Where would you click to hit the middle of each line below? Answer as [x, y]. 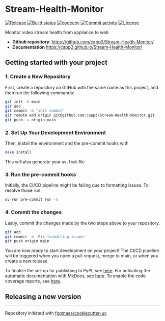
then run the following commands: [40, 93]
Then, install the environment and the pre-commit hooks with [67, 143]
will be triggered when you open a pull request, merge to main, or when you [82, 256]
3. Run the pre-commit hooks [41, 175]
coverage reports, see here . [33, 281]
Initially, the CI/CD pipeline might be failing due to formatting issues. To [77, 185]
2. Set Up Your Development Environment [55, 133]
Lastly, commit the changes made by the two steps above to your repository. [82, 223]
